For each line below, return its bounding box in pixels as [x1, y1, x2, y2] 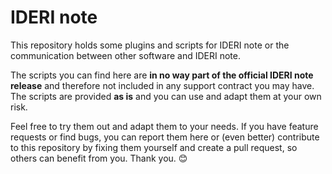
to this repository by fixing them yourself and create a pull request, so [10, 141, 298, 153]
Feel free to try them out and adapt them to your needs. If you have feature [10, 120, 319, 132]
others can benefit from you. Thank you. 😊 [10, 152, 188, 164]
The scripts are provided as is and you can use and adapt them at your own [10, 90, 322, 102]
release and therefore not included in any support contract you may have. [10, 79, 315, 91]
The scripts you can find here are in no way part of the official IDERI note [10, 69, 314, 81]
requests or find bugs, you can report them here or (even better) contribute [10, 131, 320, 143]
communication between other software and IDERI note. [10, 49, 241, 61]
